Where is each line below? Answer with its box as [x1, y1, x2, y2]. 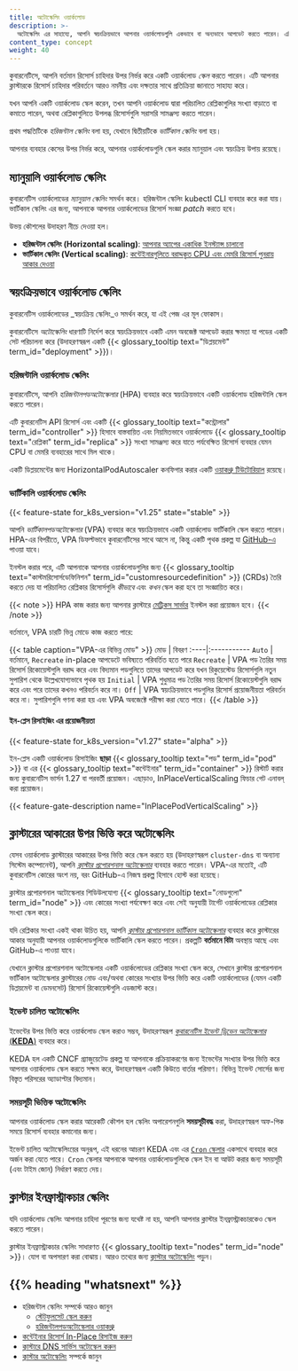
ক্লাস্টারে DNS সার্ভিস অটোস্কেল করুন [21, 1341, 117, 1351]
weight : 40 [9, 46, 50, 55]
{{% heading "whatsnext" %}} [9, 1278, 183, 1293]
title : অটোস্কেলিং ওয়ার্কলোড [9, 12, 86, 22]
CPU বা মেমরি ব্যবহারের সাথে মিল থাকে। [9, 447, 117, 458]
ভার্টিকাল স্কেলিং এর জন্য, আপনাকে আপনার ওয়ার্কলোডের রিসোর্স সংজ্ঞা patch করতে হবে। [9, 203, 238, 214]
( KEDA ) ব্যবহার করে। [9, 1035, 73, 1046]
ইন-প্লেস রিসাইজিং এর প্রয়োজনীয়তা [9, 715, 95, 725]
